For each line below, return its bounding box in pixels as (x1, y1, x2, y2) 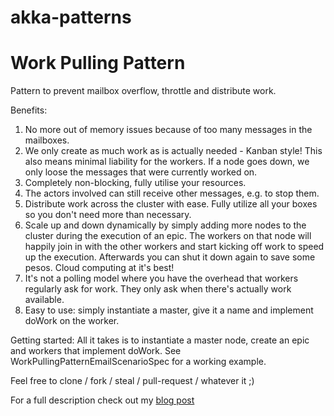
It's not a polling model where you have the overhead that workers (24, 272, 299, 285)
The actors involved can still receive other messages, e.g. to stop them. (24, 187, 320, 200)
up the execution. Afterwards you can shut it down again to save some (24, 251, 316, 263)
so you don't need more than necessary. (24, 209, 192, 221)
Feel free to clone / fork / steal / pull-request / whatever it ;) (10, 375, 255, 387)
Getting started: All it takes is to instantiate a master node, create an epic (10, 334, 310, 346)
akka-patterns (10, 6, 132, 29)
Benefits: (10, 104, 48, 116)
